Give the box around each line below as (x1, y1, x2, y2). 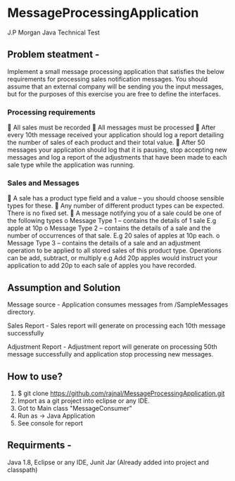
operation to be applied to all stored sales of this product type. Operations (7, 246, 222, 255)
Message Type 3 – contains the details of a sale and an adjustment (7, 239, 201, 248)
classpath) (7, 466, 38, 474)
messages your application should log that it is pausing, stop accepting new (7, 146, 227, 154)
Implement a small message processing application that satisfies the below (7, 67, 225, 75)
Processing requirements (7, 107, 96, 117)
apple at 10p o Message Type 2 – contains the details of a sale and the (7, 224, 211, 233)
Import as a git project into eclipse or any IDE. (17, 396, 150, 405)
